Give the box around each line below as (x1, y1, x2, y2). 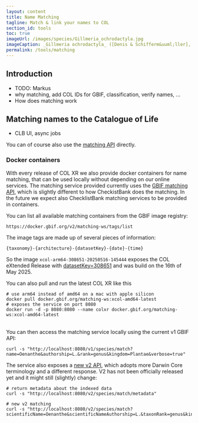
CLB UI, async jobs (14, 130, 61, 137)
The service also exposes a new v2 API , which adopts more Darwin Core (6, 361, 183, 369)
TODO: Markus (14, 84, 51, 91)
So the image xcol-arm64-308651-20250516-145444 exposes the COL (6, 255, 170, 263)
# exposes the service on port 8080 (6, 301, 96, 307)
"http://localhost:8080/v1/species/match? (27, 346, 133, 352)
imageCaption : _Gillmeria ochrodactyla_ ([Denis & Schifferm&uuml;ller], (6, 42, 192, 48)
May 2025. (6, 268, 32, 275)
